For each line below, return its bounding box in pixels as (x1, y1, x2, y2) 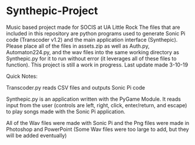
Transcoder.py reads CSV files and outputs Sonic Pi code (6, 84, 146, 91)
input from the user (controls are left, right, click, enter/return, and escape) (6, 101, 187, 108)
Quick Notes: (6, 72, 38, 80)
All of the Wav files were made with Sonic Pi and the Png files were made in (6, 119, 190, 126)
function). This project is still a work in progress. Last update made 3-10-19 (6, 61, 189, 68)
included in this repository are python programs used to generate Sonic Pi (6, 29, 186, 37)
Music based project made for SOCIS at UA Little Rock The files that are (6, 24, 181, 31)
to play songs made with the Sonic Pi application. (6, 108, 125, 115)
